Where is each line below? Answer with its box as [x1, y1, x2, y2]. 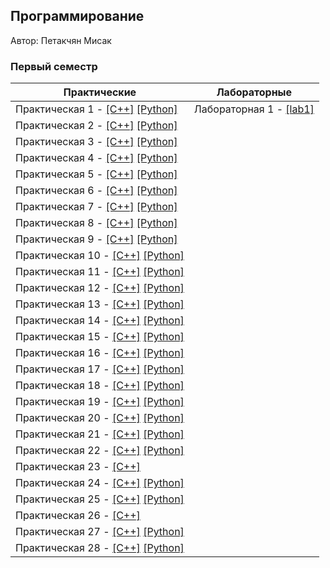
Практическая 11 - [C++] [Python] [15, 265, 185, 279]
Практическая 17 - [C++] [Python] [15, 362, 185, 376]
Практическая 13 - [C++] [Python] [15, 297, 185, 311]
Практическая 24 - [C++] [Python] [15, 476, 185, 490]
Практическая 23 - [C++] [15, 460, 141, 474]
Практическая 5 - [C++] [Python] [15, 167, 178, 181]
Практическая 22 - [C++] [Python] [15, 444, 185, 458]
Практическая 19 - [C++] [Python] [15, 395, 185, 409]
